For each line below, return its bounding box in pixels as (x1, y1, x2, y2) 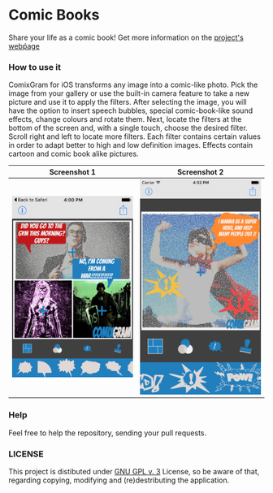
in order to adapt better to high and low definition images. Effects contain (8, 141, 253, 150)
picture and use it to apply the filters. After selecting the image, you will (8, 97, 247, 107)
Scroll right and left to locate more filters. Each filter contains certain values (8, 132, 262, 141)
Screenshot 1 (49, 166, 96, 176)
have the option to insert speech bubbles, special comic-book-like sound (8, 106, 253, 115)
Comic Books (8, 6, 100, 24)
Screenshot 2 (177, 166, 224, 176)
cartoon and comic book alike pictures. (8, 149, 140, 159)
